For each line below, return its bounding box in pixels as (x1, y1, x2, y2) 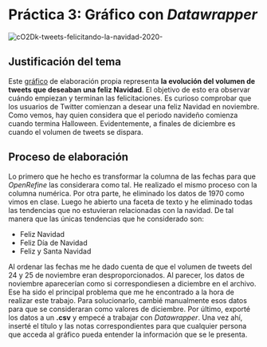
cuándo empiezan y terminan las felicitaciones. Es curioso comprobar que (8, 93, 252, 103)
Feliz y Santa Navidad (19, 246, 92, 256)
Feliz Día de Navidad (19, 238, 88, 247)
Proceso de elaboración (8, 150, 129, 164)
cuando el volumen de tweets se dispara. (8, 127, 143, 136)
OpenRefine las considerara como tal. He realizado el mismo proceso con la (8, 179, 257, 189)
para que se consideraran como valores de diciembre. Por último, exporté (8, 304, 251, 313)
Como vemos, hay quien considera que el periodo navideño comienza (8, 110, 238, 120)
